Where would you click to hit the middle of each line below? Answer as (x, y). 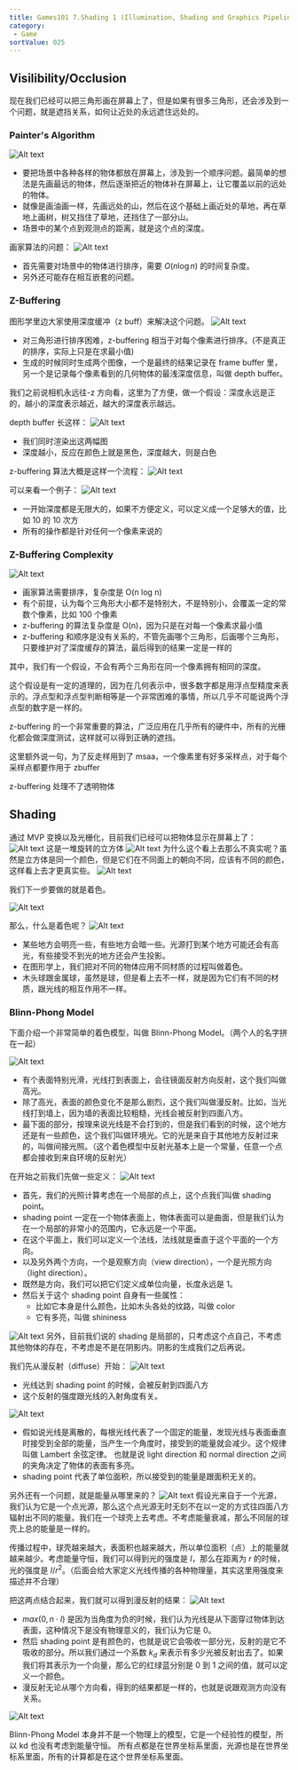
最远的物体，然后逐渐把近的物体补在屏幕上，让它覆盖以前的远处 (169, 184)
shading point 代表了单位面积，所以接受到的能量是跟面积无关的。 (141, 1477)
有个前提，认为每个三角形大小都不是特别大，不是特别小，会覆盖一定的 (150, 603)
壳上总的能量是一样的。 (52, 1529)
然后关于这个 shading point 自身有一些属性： (104, 1295)
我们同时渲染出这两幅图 (65, 441)
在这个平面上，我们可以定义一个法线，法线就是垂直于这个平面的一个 (146, 1240)
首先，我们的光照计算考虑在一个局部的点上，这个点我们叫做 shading (147, 1196)
